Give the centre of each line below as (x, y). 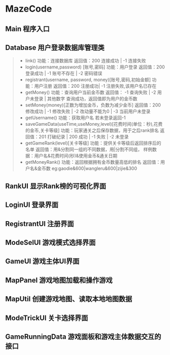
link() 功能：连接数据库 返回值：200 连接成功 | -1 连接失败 (86, 61)
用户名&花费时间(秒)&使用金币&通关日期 (76, 156)
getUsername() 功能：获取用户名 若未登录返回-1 (75, 118)
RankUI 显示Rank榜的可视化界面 (56, 186)
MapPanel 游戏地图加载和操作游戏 (59, 280)
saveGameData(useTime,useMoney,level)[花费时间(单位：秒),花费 (94, 124)
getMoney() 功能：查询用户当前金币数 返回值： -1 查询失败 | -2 (91, 92)
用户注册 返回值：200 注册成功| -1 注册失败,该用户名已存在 (95, 86)
